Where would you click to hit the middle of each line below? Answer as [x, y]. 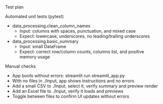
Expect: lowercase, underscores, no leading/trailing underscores [85, 36]
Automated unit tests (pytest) [35, 16]
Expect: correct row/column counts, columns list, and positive [82, 52]
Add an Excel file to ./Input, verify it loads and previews [68, 91]
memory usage [35, 57]
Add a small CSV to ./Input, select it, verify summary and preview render [85, 86]
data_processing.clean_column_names [51, 26]
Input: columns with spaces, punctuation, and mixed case [78, 31]
